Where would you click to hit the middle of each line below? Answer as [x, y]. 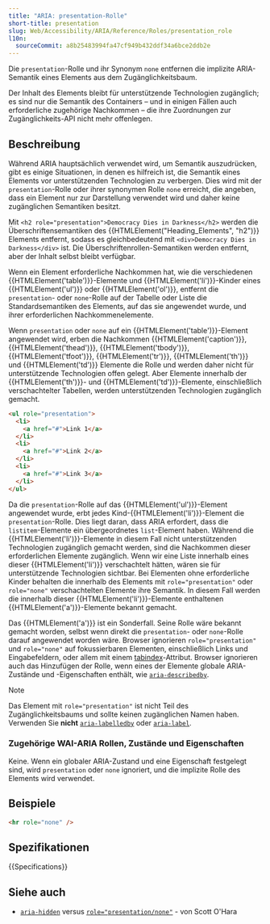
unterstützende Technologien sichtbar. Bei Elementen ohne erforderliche [129, 573]
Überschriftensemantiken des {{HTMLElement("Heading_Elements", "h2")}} [134, 230]
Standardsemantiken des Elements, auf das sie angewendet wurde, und [128, 306]
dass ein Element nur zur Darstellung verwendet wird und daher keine [124, 198]
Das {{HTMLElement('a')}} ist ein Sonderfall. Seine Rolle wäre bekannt [125, 623]
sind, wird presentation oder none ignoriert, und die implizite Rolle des [125, 769]
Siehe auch [37, 892]
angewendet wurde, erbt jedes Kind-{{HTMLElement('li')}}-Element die [126, 512]
